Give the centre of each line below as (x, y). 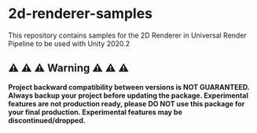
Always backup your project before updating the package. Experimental (128, 95)
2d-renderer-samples (81, 14)
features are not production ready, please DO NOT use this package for (127, 103)
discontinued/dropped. (47, 120)
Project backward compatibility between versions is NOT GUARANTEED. (129, 87)
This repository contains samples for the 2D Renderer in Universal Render (128, 35)
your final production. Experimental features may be (95, 112)
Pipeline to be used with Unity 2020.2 (69, 43)
